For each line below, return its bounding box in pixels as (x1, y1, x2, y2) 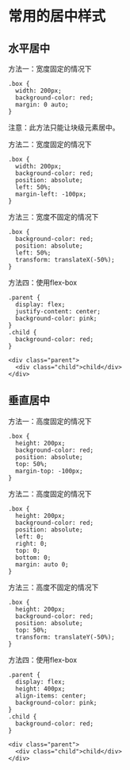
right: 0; (15, 539, 48, 547)
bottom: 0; (15, 554, 52, 562)
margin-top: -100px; (15, 467, 83, 475)
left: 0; (15, 532, 44, 541)
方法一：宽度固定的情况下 (8, 64, 92, 73)
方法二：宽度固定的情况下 (8, 140, 92, 149)
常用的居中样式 (8, 7, 106, 25)
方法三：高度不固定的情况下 (8, 582, 99, 592)
